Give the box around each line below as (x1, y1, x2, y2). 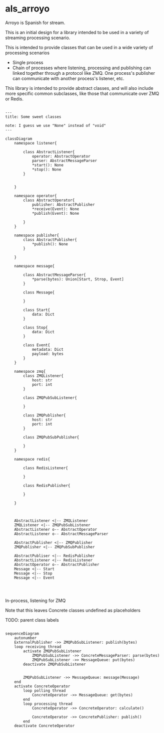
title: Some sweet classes (5, 114, 61, 119)
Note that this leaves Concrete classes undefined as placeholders (5, 608, 141, 614)
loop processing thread (23, 701, 72, 706)
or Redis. (5, 96, 23, 102)
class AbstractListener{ (23, 149, 75, 155)
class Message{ (23, 289, 55, 295)
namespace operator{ (14, 193, 57, 198)
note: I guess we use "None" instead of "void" (5, 123, 106, 128)
